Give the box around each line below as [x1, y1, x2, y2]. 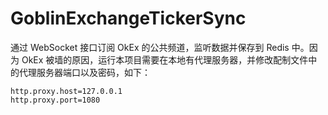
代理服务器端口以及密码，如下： [18, 66, 151, 78]
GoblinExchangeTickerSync [10, 7, 247, 30]
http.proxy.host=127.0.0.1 [10, 86, 123, 96]
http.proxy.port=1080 [10, 95, 101, 105]
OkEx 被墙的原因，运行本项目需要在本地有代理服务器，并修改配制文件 [21, 53, 309, 66]
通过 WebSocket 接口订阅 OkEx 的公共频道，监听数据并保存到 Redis [10, 41, 290, 53]
